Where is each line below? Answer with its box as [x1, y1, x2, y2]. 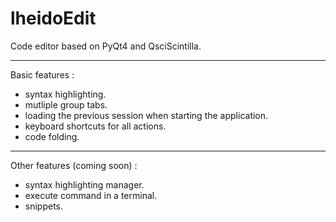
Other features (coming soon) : [10, 159, 138, 171]
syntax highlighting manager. [24, 178, 145, 191]
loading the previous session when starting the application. [24, 109, 269, 121]
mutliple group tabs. [24, 98, 108, 111]
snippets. [24, 200, 64, 212]
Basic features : [10, 68, 75, 81]
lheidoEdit [10, 7, 97, 30]
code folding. [24, 130, 80, 142]
